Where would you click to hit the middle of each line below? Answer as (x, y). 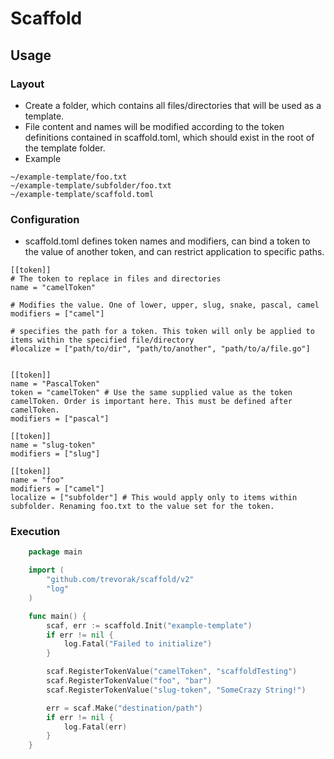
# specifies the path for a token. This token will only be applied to (162, 332)
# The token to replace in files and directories (116, 279)
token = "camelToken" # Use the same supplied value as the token (151, 393)
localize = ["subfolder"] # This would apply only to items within (154, 498)
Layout (27, 84)
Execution (35, 532)
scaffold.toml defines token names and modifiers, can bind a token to (167, 241)
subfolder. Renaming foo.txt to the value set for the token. (142, 507)
